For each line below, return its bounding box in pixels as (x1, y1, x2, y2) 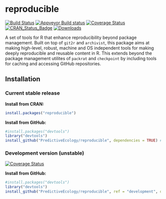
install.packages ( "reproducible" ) (5, 110, 77, 115)
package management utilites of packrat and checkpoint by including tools (5, 55, 157, 61)
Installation (5, 75, 41, 83)
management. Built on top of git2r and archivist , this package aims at (5, 39, 150, 45)
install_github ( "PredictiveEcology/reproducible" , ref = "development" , (5, 189, 158, 194)
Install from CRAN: (5, 101, 44, 107)
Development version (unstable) (5, 150, 84, 157)
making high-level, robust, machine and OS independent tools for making (5, 45, 154, 51)
